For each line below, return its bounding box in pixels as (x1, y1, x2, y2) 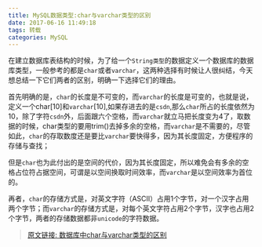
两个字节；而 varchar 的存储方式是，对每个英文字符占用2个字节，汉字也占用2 (8, 204, 255, 213)
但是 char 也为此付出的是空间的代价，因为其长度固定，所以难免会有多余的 (8, 158, 242, 167)
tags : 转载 (8, 26, 42, 34)
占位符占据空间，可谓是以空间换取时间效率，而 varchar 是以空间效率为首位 (14, 168, 253, 177)
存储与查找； (8, 141, 49, 151)
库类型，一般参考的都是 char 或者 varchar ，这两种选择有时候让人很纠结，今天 (8, 66, 253, 75)
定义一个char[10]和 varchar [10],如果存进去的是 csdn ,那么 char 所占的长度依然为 (8, 102, 255, 111)
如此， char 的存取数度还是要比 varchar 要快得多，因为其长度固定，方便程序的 (8, 131, 253, 141)
